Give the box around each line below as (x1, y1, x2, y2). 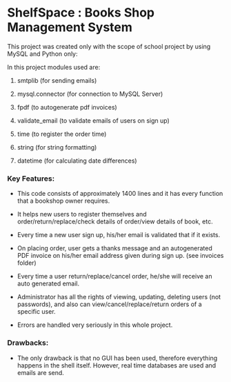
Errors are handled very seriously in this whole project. (17, 321, 173, 329)
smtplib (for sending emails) (17, 76, 97, 84)
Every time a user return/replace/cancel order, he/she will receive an (17, 272, 212, 281)
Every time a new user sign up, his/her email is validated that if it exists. (17, 231, 221, 239)
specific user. (17, 308, 57, 316)
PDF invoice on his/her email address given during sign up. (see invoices (17, 252, 224, 260)
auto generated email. (17, 279, 80, 288)
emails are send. (17, 368, 64, 376)
